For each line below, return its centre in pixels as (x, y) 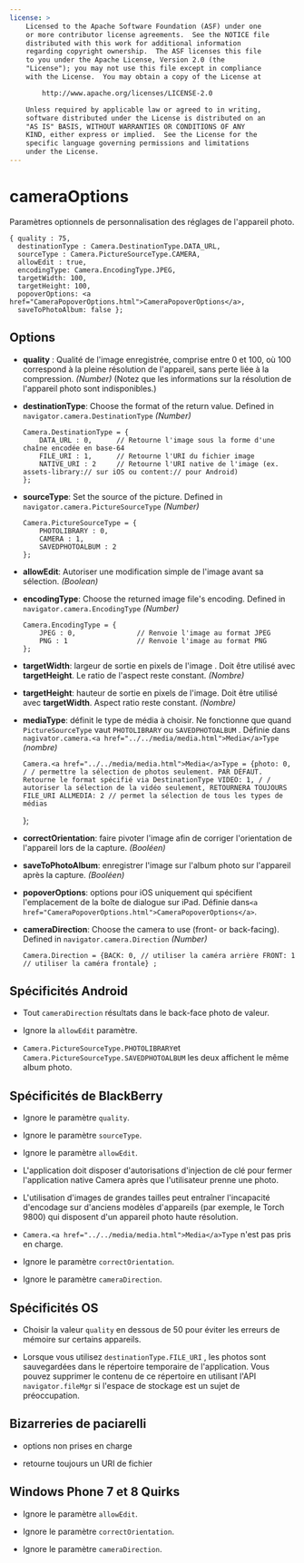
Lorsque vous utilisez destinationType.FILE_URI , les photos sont (144, 1357)
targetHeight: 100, (54, 286)
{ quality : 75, (40, 238)
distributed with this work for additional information (134, 43)
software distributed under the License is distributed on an (146, 118)
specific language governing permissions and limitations (137, 143)
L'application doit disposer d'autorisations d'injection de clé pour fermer (157, 1170)
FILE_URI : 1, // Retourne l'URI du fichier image (147, 456)
